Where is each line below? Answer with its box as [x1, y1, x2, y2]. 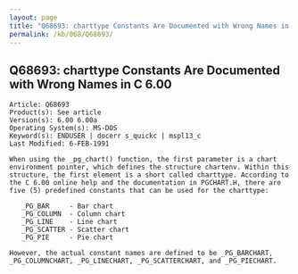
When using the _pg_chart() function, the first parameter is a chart [9, 155, 277, 164]
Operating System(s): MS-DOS [9, 124, 118, 133]
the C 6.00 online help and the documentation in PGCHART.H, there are [9, 179, 281, 187]
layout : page [9, 12, 58, 22]
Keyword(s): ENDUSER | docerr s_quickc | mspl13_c [9, 131, 202, 141]
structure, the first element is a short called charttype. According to [9, 170, 290, 179]
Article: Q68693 [9, 100, 70, 110]
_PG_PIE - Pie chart [21, 233, 114, 242]
